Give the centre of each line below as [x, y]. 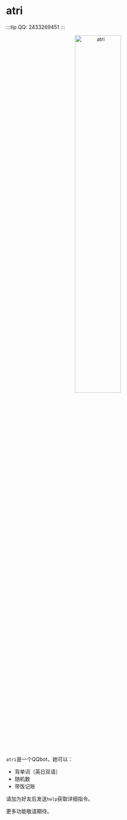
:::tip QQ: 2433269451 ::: [36, 27]
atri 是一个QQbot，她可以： [40, 759]
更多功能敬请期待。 [29, 811]
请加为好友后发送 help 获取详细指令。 [50, 798]
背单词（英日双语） [38, 771]
